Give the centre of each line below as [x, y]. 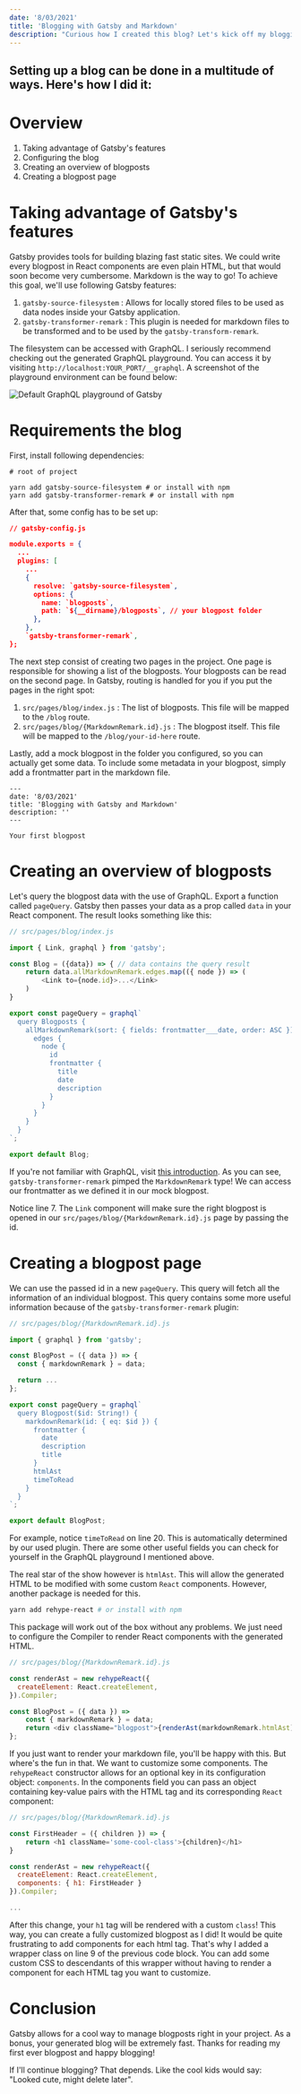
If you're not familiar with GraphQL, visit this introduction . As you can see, [146, 1171]
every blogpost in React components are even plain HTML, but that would [145, 266]
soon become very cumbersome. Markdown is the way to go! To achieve [144, 275]
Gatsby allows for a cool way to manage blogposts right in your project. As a [150, 2033]
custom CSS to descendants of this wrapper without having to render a [140, 1962]
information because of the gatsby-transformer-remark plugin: [124, 1307]
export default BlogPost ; [57, 1521]
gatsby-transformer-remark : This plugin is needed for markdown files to [155, 321]
